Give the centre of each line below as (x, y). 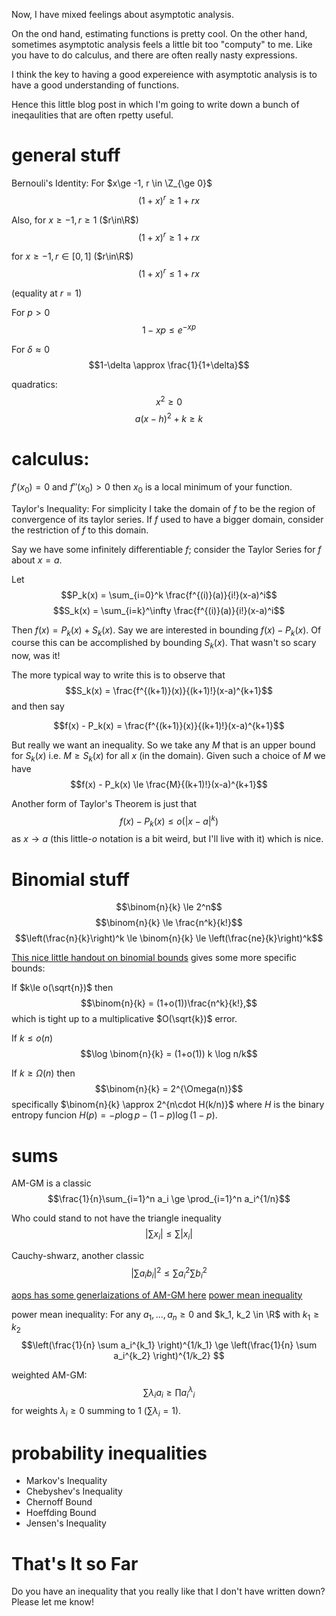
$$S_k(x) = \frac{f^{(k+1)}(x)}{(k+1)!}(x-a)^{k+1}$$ (169, 691)
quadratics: (34, 384)
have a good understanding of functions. (95, 85)
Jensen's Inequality (66, 1523)
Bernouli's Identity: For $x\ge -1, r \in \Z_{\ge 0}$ (112, 183)
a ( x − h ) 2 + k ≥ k (169, 417)
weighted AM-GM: (49, 1375)
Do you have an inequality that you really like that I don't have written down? (168, 1591)
